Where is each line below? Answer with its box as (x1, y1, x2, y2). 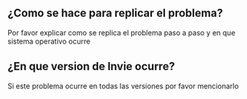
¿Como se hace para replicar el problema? (7, 6, 223, 20)
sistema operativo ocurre (7, 36, 91, 46)
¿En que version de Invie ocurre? (7, 60, 175, 73)
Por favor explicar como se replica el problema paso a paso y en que (7, 27, 236, 37)
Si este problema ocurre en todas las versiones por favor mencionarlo (7, 80, 239, 91)
